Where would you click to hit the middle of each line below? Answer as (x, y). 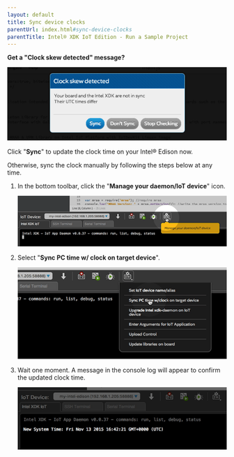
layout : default (31, 15)
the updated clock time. (51, 377)
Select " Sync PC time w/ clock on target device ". (88, 257)
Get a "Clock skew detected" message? (66, 58)
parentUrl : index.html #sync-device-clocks (70, 29)
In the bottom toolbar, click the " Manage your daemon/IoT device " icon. (121, 186)
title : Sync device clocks (46, 22)
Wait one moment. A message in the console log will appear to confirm (119, 370)
